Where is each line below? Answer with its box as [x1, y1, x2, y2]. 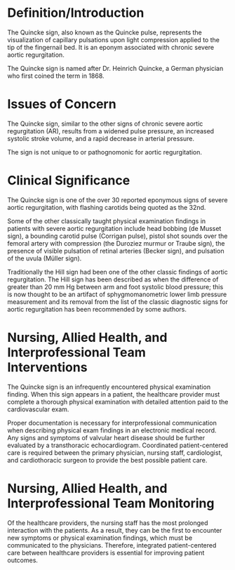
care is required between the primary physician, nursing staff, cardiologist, [7, 448, 223, 457]
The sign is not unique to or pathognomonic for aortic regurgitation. [7, 147, 202, 156]
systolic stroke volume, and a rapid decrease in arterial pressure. [7, 134, 195, 142]
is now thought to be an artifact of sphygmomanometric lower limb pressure [7, 290, 227, 298]
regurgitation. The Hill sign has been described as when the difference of [7, 275, 219, 284]
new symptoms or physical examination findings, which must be [7, 533, 193, 542]
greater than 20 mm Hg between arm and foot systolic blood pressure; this [7, 282, 224, 291]
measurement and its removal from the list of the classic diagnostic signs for [7, 297, 228, 306]
